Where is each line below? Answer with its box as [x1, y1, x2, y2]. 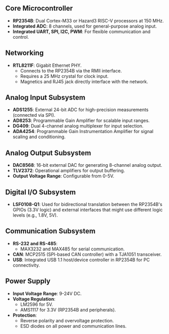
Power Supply [5, 277, 51, 286]
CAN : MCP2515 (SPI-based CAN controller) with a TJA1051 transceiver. [12, 251, 162, 257]
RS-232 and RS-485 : [12, 240, 58, 246]
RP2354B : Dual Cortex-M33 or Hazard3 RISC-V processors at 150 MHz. [12, 17, 164, 23]
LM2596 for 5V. [20, 301, 53, 307]
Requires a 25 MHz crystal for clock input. [20, 73, 109, 79]
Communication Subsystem [5, 227, 96, 236]
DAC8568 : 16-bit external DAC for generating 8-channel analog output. [12, 162, 162, 168]
